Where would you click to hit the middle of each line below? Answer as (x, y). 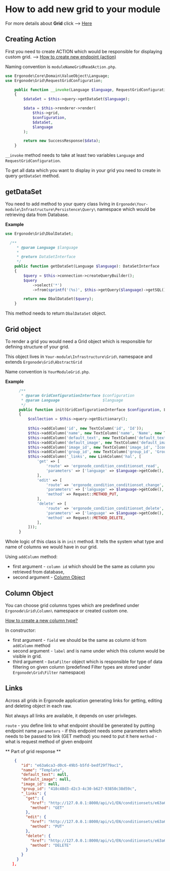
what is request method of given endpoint (49, 742)
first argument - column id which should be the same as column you (84, 567)
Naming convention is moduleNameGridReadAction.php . (61, 66)
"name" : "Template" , (43, 770)
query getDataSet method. (33, 176)
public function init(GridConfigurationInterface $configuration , (90, 410)
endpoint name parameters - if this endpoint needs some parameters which (83, 731)
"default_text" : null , (45, 775)
